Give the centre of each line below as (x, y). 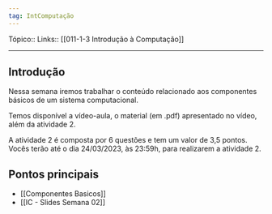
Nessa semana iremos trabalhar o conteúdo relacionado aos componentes (133, 92)
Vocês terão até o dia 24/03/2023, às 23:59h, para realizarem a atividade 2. (135, 149)
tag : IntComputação (41, 16)
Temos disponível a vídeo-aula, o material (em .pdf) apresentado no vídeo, (133, 116)
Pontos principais (54, 174)
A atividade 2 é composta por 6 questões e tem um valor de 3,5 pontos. (128, 140)
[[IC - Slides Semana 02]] (63, 203)
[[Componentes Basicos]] (63, 194)
